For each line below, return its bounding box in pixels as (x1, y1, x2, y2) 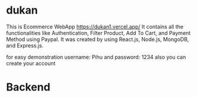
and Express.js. (6, 42, 44, 49)
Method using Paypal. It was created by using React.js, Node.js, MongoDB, (6, 35, 189, 43)
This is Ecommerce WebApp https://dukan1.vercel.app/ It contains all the (6, 23, 184, 30)
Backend (6, 80, 50, 94)
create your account (6, 60, 56, 67)
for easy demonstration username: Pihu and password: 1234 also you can (6, 53, 186, 60)
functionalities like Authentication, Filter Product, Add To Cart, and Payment (6, 29, 191, 36)
